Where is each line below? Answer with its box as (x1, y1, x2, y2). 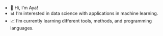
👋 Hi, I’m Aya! (10, 5, 38, 10)
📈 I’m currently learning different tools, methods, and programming (10, 18, 152, 23)
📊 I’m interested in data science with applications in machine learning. (10, 10, 158, 16)
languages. (10, 25, 34, 31)
